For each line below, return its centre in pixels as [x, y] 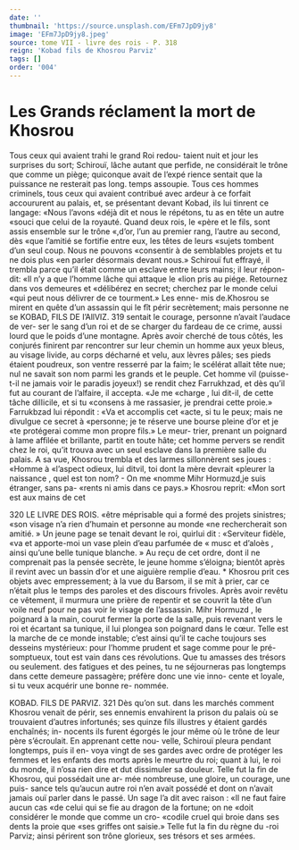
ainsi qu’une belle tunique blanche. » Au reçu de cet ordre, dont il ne [135, 552]
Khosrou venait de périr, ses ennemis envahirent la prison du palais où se [144, 712]
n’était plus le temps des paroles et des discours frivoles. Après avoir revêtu [149, 590]
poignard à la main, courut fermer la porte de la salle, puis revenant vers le [146, 619]
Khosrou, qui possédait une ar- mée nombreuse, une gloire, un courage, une [150, 778]
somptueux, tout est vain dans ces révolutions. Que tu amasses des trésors [148, 657]
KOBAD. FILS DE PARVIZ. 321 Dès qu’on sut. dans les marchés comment [142, 703]
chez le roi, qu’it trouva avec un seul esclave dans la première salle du [138, 450]
